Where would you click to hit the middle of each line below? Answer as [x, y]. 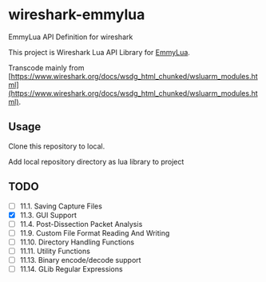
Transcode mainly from [47, 68]
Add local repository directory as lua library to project [96, 161]
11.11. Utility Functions [55, 251]
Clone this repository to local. [57, 146]
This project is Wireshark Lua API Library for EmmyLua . [99, 52]
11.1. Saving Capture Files [61, 206]
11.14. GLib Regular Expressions [71, 269]
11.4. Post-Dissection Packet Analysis [81, 224]
